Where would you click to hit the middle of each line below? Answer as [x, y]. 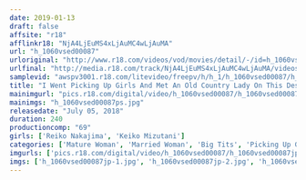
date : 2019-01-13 [42, 18]
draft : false [34, 26]
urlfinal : [28, 69]
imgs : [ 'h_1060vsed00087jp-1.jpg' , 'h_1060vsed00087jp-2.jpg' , [132, 161]
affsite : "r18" [38, 35]
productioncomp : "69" [51, 128]
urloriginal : [34, 60]
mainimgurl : [32, 94]
